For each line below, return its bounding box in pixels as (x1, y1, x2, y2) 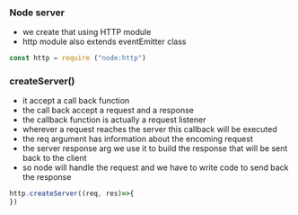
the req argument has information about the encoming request (22, 133, 253, 145)
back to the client (22, 153, 87, 164)
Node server (9, 6, 66, 19)
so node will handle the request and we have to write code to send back (22, 162, 289, 173)
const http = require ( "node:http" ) (9, 54, 146, 63)
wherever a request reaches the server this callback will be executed (22, 124, 278, 135)
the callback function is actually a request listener (22, 114, 206, 125)
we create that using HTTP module (22, 27, 152, 38)
